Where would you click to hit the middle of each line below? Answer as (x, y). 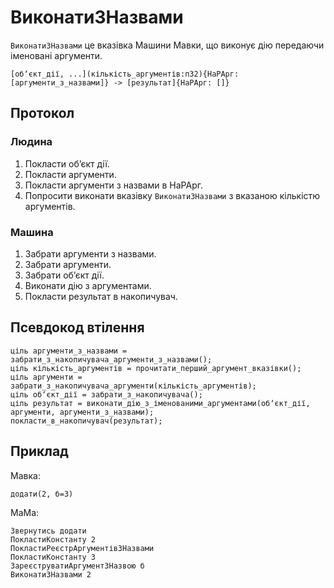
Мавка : (25, 475)
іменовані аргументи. (56, 55)
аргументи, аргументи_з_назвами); (82, 412)
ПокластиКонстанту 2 (53, 539)
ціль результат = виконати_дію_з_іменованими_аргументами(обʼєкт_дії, (160, 403)
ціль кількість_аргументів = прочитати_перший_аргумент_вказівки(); (156, 368)
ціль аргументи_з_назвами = (69, 351)
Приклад (39, 451)
